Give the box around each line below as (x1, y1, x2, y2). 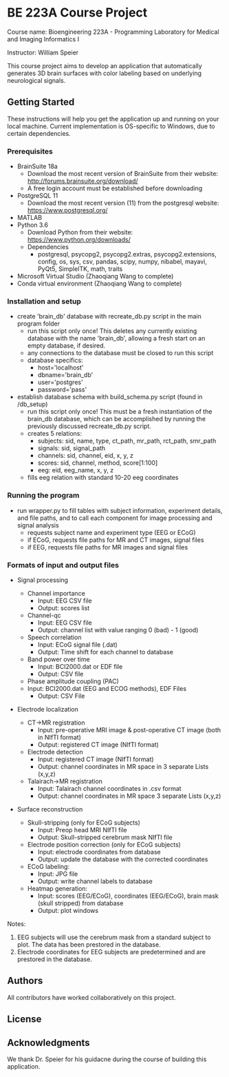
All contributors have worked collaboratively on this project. (7, 993, 176, 1001)
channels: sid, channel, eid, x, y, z (37, 452, 134, 460)
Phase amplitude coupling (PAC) (27, 677, 119, 685)
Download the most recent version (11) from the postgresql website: (27, 199, 219, 208)
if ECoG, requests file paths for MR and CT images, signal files (27, 536, 204, 544)
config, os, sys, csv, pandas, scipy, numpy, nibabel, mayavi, (37, 257, 208, 266)
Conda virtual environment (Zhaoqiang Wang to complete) (17, 279, 182, 288)
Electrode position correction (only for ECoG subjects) (27, 840, 181, 849)
